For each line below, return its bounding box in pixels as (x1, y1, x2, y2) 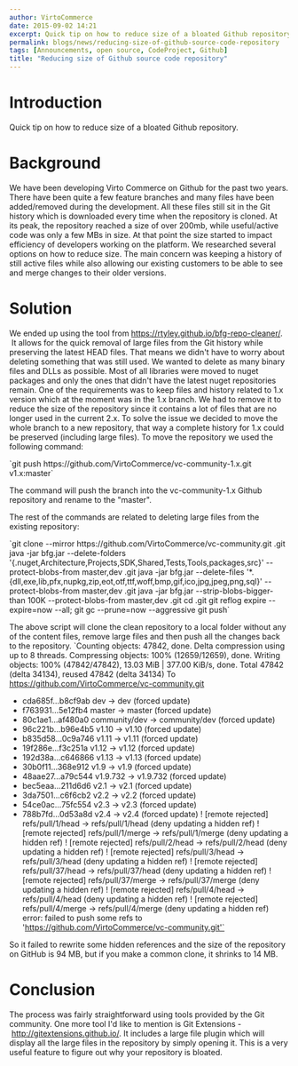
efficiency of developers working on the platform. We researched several (9, 239, 277, 250)
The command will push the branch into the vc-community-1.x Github (9, 485, 263, 496)
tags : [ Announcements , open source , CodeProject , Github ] (9, 46, 228, 55)
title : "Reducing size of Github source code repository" (9, 54, 228, 63)
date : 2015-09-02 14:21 (9, 21, 98, 30)
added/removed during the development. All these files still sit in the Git (9, 201, 271, 211)
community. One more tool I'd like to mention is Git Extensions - (9, 1018, 242, 1029)
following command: (9, 441, 84, 451)
